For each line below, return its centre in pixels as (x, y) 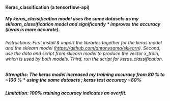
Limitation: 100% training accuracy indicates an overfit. (66, 93)
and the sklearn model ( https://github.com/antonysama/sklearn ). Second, (83, 48)
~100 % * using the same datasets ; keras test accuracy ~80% (73, 80)
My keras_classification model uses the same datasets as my (72, 19)
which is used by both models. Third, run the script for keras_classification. (84, 59)
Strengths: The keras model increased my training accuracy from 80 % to (85, 74)
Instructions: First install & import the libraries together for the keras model (83, 42)
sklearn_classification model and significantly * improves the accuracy (83, 24)
